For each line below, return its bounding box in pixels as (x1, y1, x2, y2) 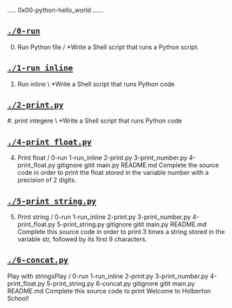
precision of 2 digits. (17, 176, 77, 184)
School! (7, 294, 29, 302)
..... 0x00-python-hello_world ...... (7, 6, 104, 14)
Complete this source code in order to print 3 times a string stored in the (17, 228, 225, 236)
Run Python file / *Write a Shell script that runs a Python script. (17, 43, 199, 51)
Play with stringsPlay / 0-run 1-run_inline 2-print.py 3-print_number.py (7, 272, 209, 280)
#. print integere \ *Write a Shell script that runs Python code (7, 116, 183, 125)
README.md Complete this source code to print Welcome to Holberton (7, 286, 211, 295)
